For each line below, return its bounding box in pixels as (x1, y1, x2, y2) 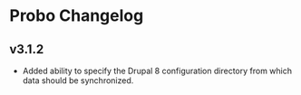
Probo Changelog (9, 5, 144, 26)
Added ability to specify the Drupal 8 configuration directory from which (22, 65, 293, 76)
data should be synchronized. (22, 75, 134, 86)
